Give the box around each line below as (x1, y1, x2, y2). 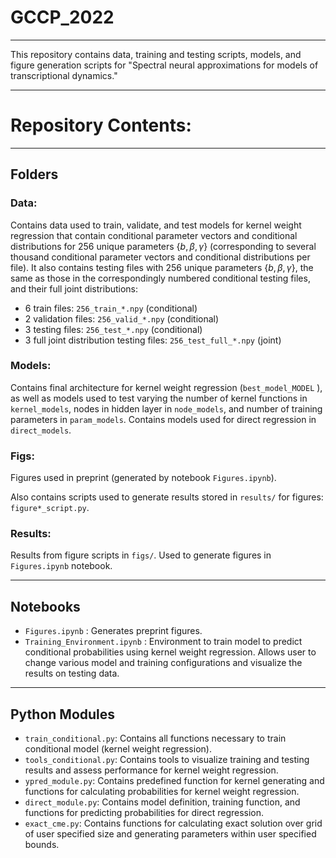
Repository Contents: (10, 114, 192, 137)
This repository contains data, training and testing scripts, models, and (10, 48, 302, 60)
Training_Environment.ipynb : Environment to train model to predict (24, 636, 303, 648)
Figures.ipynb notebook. (10, 560, 113, 572)
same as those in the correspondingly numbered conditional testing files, (10, 272, 311, 284)
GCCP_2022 (10, 6, 115, 29)
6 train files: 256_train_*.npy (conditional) (24, 302, 198, 314)
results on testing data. (24, 667, 120, 680)
